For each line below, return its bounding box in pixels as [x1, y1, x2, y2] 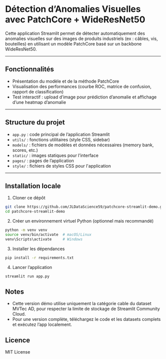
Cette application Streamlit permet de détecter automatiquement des [5, 30, 145, 36]
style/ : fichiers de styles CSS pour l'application [12, 163, 111, 169]
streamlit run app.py [5, 273, 50, 279]
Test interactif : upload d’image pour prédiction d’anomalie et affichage [12, 94, 157, 100]
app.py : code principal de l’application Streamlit [12, 131, 110, 137]
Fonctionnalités [5, 65, 54, 74]
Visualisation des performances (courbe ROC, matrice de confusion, [12, 83, 152, 90]
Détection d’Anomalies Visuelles [5, 3, 141, 15]
